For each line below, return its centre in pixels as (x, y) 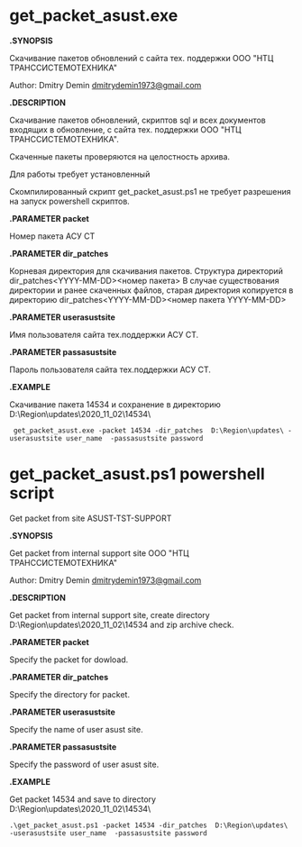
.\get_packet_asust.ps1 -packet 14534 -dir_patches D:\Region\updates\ (149, 825)
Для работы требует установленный (80, 174)
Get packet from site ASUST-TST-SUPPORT (91, 518)
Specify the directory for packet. (70, 694)
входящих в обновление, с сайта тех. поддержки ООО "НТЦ (125, 129)
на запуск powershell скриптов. (70, 201)
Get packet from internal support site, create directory (110, 615)
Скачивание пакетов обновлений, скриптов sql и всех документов (137, 120)
